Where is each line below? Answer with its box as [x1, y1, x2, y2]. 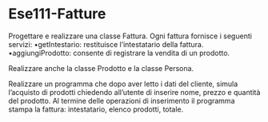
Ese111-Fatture [8, 5, 106, 23]
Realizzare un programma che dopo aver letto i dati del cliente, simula [8, 79, 238, 89]
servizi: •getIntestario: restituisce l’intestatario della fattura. [8, 39, 204, 49]
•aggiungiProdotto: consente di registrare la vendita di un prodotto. [8, 48, 230, 57]
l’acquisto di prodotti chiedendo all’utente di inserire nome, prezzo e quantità [8, 87, 261, 96]
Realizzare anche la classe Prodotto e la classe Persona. [8, 63, 194, 73]
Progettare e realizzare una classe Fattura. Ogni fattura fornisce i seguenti [8, 31, 252, 41]
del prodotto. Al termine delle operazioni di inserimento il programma [8, 96, 235, 105]
